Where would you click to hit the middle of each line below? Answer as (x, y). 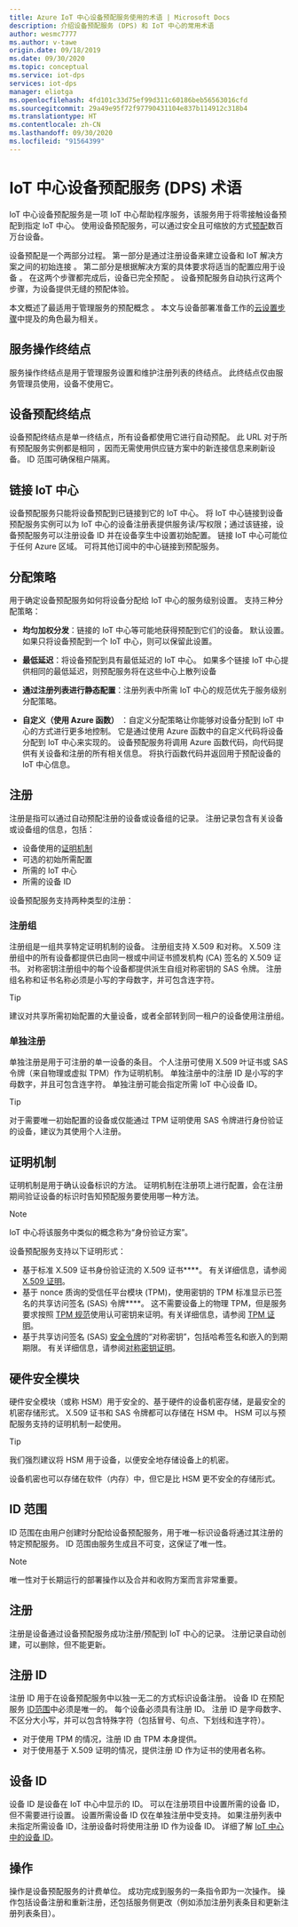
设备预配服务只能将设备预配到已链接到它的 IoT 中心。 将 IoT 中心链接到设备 (146, 513)
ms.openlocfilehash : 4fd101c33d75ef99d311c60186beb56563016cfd (129, 100)
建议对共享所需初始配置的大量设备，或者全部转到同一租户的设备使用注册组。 (149, 1016)
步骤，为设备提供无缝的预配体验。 (71, 289)
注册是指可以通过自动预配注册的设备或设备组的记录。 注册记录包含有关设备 (146, 818)
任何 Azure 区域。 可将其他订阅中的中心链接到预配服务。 (120, 546)
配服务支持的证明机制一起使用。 (67, 1423)
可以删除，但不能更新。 (67, 1645)
